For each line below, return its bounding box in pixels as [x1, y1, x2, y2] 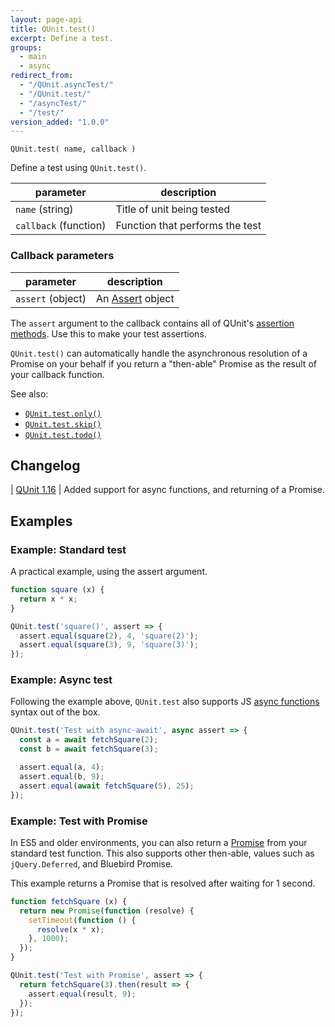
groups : [10, 42, 43, 53]
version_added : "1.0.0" [10, 117, 110, 127]
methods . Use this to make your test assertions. [10, 327, 207, 340]
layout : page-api [10, 14, 83, 25]
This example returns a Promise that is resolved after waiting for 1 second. [10, 877, 316, 889]
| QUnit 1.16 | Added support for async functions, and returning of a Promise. [10, 484, 326, 496]
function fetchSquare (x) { [10, 896, 128, 906]
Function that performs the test [115, 219, 262, 233]
